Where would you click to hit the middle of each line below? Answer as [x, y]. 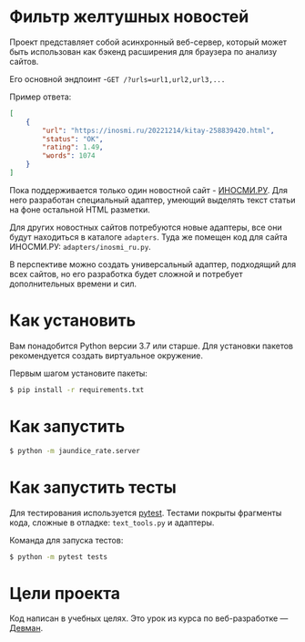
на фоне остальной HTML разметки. [80, 209]
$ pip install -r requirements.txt [77, 389]
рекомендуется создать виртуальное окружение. [106, 355]
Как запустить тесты [93, 487]
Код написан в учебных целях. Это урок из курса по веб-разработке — [149, 618]
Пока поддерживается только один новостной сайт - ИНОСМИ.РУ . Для [149, 190]
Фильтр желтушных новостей [129, 17]
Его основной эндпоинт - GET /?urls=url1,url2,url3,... [117, 78]
